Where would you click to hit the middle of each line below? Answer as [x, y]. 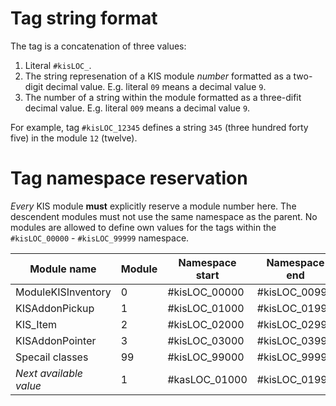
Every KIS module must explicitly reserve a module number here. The [153, 206]
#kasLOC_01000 [207, 379]
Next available [49, 373]
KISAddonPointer [56, 340]
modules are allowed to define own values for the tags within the [143, 227]
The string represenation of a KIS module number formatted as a [158, 76]
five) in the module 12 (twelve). [74, 138]
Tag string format [84, 18]
